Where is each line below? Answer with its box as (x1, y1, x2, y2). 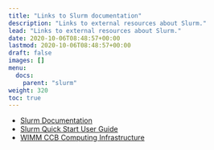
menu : (8, 64, 27, 72)
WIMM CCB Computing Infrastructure (19, 133, 145, 143)
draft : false (8, 49, 52, 57)
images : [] (8, 57, 45, 65)
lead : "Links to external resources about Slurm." (8, 26, 182, 34)
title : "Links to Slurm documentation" (8, 11, 142, 20)
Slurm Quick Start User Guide (19, 124, 118, 134)
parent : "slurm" (23, 79, 78, 87)
